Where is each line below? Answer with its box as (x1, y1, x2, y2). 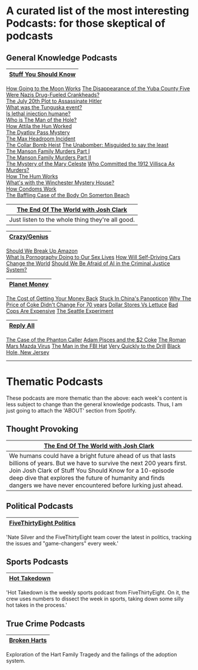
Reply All (9, 322, 35, 329)
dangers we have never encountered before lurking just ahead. (9, 481, 183, 489)
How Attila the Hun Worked (6, 123, 72, 129)
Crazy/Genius (9, 233, 49, 240)
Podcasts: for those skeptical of (6, 17, 166, 30)
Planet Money (9, 280, 49, 288)
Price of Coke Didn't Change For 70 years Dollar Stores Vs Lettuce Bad (6, 301, 179, 308)
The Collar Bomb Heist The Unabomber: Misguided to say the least (6, 142, 169, 148)
